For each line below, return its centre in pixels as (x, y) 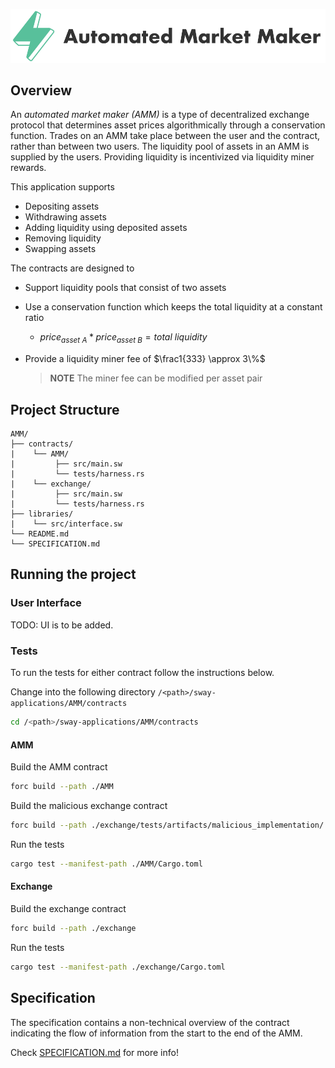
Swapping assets (60, 249)
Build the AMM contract (59, 767)
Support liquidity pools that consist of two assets (125, 288)
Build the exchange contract (68, 908)
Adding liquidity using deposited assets (106, 228)
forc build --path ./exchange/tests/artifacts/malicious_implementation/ (167, 825)
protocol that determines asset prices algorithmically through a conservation (168, 125)
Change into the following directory (83, 692)
